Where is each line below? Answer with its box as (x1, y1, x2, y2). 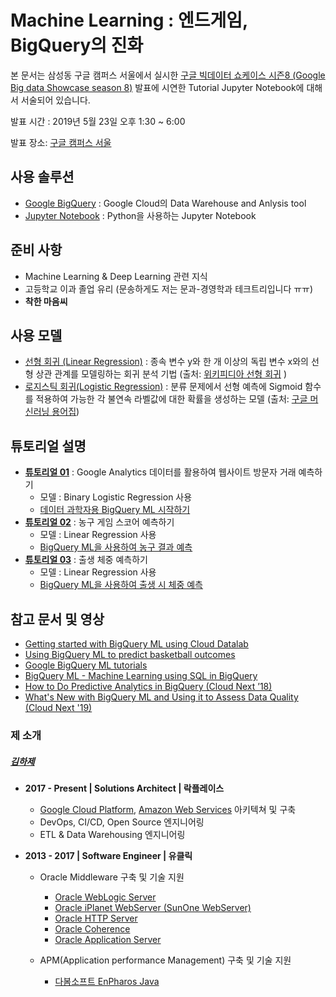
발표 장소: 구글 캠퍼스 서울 (10, 136, 112, 148)
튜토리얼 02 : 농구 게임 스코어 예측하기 (24, 516, 175, 528)
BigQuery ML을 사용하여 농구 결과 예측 (39, 541, 193, 553)
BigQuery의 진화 (10, 34, 144, 57)
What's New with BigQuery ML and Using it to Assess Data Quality (24, 691, 299, 703)
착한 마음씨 (24, 295, 68, 307)
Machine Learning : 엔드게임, (10, 9, 248, 32)
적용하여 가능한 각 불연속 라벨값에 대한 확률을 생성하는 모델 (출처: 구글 (35, 393, 308, 405)
